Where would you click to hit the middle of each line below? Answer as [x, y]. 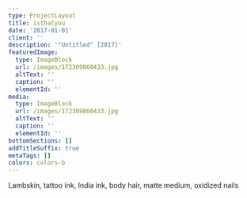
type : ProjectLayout [42, 15]
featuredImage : [33, 52]
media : [19, 97]
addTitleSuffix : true [44, 148]
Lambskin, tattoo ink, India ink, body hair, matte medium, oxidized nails [123, 185]
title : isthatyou [37, 23]
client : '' [26, 38]
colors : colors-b [37, 163]
